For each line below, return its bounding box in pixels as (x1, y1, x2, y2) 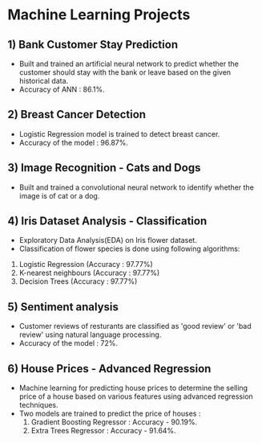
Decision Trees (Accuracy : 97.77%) (18, 277, 138, 286)
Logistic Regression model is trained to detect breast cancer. (18, 129, 220, 138)
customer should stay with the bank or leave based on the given (18, 68, 232, 77)
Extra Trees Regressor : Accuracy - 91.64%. (30, 426, 177, 436)
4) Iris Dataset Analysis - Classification (7, 215, 208, 228)
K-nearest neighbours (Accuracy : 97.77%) (18, 268, 160, 278)
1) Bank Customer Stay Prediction (7, 38, 178, 51)
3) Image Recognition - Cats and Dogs (7, 161, 201, 174)
